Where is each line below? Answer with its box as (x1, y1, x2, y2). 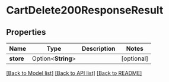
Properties (6, 27, 46, 37)
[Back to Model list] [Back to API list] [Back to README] (6, 70, 142, 77)
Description (81, 45, 116, 53)
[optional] (121, 54, 149, 63)
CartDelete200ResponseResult (6, 4, 164, 17)
